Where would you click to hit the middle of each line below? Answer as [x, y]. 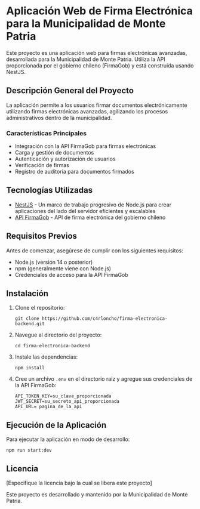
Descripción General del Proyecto [70, 91]
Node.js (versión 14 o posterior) [54, 262]
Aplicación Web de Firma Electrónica [99, 11]
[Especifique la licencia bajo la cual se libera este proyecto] [79, 483]
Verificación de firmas [42, 165]
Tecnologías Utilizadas [50, 190]
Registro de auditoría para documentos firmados [74, 172]
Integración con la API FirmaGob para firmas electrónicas [85, 146]
